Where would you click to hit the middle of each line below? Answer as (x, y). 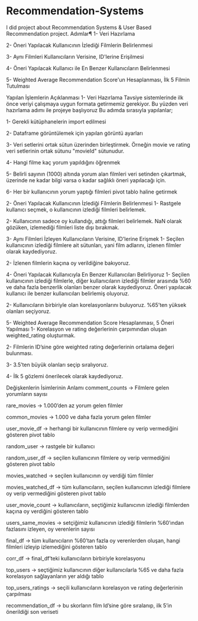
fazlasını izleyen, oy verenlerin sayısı (51, 529)
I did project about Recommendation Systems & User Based (79, 27)
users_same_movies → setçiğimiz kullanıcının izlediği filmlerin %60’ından (95, 522)
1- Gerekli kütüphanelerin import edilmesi (56, 121)
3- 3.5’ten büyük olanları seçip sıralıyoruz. (57, 365)
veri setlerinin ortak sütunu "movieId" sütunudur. (65, 151)
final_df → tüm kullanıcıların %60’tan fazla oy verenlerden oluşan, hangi (93, 540)
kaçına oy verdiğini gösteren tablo (47, 511)
